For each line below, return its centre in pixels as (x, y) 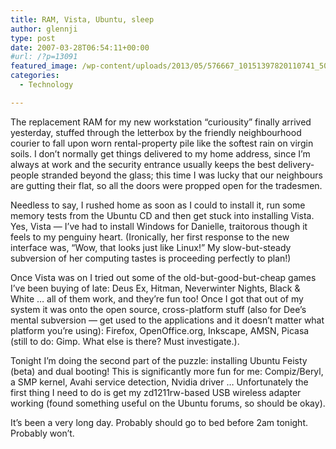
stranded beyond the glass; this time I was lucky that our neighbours (182, 175)
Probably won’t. (42, 433)
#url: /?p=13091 (44, 57)
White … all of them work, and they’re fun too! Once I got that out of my (157, 298)
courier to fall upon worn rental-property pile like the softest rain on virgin (162, 143)
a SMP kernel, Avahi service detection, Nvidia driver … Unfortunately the (159, 382)
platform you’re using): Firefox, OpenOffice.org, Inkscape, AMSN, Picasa (160, 330)
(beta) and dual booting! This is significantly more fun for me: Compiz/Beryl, (167, 371)
